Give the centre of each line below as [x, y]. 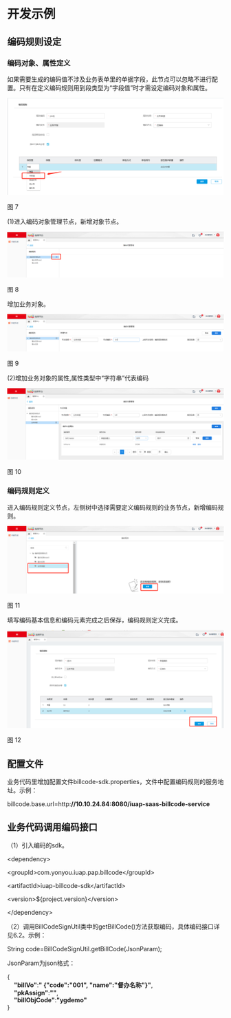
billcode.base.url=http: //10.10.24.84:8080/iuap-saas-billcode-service [109, 804]
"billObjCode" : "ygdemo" [50, 1000]
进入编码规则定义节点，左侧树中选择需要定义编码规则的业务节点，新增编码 [112, 507]
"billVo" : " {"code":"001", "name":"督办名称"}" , [83, 985]
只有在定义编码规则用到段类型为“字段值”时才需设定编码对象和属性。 [115, 87]
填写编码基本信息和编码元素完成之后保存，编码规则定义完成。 [95, 620]
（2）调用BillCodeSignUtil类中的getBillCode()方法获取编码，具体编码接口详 [113, 927]
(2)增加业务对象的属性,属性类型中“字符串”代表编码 [78, 378]
